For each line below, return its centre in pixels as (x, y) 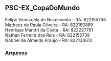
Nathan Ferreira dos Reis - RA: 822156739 (47, 35)
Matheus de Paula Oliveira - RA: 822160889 (49, 25)
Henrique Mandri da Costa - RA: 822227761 (49, 30)
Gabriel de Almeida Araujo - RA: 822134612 (49, 40)
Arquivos (16, 53)
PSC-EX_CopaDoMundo (43, 8)
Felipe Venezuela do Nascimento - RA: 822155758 (55, 19)
